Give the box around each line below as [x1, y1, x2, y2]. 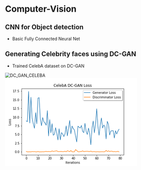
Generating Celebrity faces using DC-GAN [5, 50, 137, 58]
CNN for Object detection [5, 23, 84, 31]
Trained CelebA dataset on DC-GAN [12, 63, 84, 69]
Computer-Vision [5, 3, 77, 15]
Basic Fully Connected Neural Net [12, 36, 81, 42]
